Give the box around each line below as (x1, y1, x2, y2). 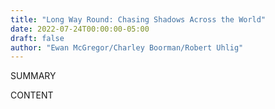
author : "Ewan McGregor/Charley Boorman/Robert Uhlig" (10, 42, 244, 53)
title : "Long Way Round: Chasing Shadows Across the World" (10, 14, 267, 25)
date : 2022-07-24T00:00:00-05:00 (10, 24, 150, 34)
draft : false (10, 33, 65, 43)
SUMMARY (10, 70, 57, 82)
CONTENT (10, 89, 54, 101)
